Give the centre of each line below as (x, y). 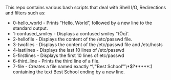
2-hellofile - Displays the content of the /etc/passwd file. (72, 39)
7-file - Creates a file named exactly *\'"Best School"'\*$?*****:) (82, 66)
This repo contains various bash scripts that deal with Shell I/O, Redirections (86, 7)
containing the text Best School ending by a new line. (69, 72)
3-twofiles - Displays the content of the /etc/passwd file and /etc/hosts (88, 45)
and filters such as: (26, 13)
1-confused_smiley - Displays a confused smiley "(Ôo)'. (71, 34)
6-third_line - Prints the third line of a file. (56, 61)
